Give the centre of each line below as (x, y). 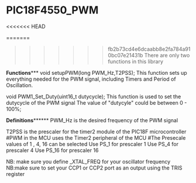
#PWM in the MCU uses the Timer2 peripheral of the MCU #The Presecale (96, 137)
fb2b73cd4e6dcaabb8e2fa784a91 (149, 49)
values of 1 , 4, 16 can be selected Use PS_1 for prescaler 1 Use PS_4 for (92, 144)
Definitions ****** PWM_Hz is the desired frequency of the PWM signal (92, 120)
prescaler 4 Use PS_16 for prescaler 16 (52, 150)
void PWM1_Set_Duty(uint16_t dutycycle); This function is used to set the (94, 96)
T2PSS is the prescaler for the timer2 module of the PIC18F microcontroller (96, 132)
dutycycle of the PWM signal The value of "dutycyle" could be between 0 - (97, 102)
